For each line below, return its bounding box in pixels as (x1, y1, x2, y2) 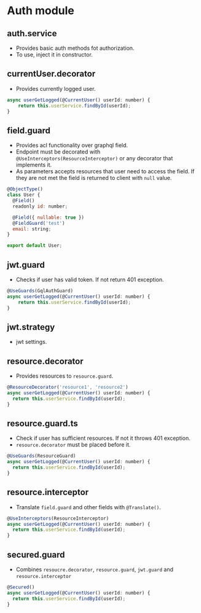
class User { (7, 192, 41, 198)
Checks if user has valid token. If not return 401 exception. (15, 276, 164, 283)
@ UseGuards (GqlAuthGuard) (7, 287, 73, 294)
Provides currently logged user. (15, 85, 96, 92)
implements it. (15, 161, 52, 169)
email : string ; (12, 225, 52, 232)
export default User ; (7, 243, 63, 249)
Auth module (7, 4, 74, 18)
